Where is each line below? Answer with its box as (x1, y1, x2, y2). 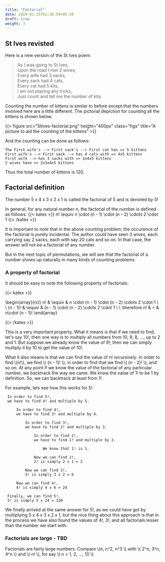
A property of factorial (5, 269, 60, 276)
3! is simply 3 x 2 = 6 (25, 472, 74, 477)
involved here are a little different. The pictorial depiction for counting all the (5, 108, 160, 114)
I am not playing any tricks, (17, 88, 73, 94)
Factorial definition (5, 183, 65, 192)
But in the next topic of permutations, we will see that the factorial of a (5, 251, 148, 257)
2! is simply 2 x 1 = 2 (34, 459, 83, 464)
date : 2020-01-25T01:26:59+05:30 (5, 12, 74, 17)
